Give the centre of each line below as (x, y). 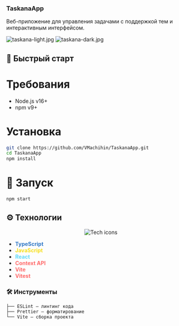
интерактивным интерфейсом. (46, 28)
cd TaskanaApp (24, 153)
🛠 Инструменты (32, 292)
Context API (30, 263)
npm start (19, 199)
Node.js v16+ (31, 101)
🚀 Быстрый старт (40, 58)
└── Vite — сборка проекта (40, 317)
